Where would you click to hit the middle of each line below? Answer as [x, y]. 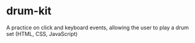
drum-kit [29, 11]
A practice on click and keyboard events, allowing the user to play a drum [97, 27]
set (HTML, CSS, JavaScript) [42, 33]
